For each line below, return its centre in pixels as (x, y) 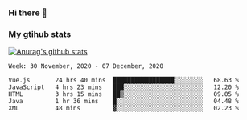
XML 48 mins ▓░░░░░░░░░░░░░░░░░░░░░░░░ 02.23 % (124, 108)
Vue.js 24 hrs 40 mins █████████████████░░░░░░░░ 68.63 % (124, 80)
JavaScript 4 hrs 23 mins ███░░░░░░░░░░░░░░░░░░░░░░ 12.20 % (124, 87)
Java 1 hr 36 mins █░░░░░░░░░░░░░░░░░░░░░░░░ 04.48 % (124, 102)
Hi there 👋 (28, 13)
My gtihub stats (40, 34)
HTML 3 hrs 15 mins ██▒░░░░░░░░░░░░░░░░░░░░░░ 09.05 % (124, 94)
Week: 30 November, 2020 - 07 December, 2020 (86, 66)
